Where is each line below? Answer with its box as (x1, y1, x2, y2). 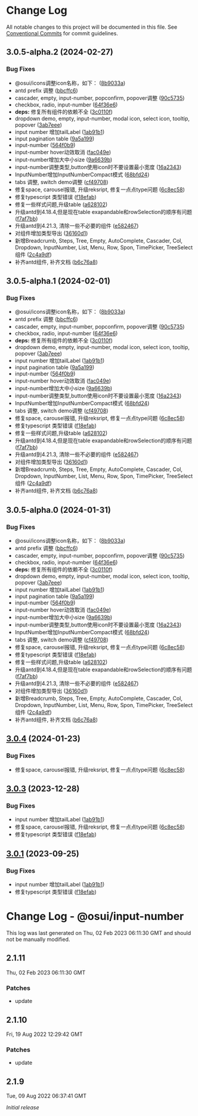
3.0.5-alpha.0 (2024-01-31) (6, 505, 112, 515)
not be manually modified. (6, 936, 70, 943)
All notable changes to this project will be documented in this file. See (6, 23, 178, 30)
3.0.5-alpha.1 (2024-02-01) (6, 276, 110, 286)
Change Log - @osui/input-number (6, 910, 184, 924)
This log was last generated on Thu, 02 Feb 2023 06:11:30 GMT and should (6, 930, 191, 936)
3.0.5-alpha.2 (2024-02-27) (6, 47, 113, 57)
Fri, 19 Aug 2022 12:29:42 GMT (6, 1031, 83, 1038)
